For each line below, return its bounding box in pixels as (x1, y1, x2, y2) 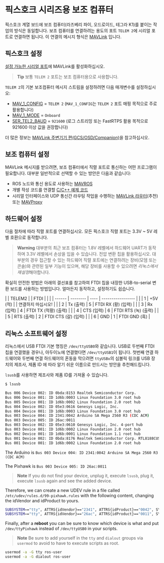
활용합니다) (12, 107, 34, 112)
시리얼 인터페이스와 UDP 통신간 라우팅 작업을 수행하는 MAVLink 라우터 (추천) (12, 193, 159, 198)
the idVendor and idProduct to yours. (5, 498, 80, 503)
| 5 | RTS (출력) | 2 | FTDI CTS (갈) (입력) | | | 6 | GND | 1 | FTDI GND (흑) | (5, 314, 150, 320)
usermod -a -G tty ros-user (5, 550, 62, 555)
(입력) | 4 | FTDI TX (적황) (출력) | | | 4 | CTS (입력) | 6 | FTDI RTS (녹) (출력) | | (5, 307, 159, 313)
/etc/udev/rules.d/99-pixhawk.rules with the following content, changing (5, 492, 154, 498)
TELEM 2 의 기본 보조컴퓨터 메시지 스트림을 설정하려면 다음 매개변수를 (5, 84, 135, 90)
